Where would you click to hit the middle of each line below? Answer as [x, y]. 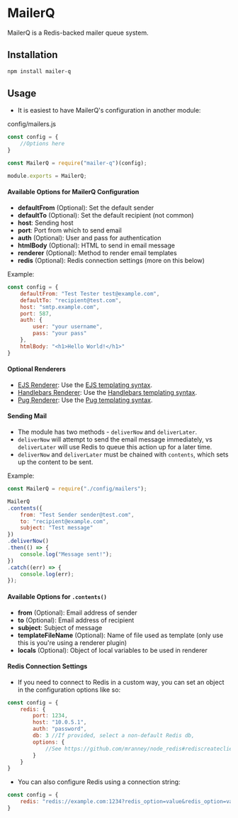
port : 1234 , [51, 716]
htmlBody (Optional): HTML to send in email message [96, 245]
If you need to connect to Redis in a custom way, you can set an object [121, 682]
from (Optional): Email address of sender [77, 612]
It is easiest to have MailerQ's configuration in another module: [109, 111]
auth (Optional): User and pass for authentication [89, 238]
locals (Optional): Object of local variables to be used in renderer [112, 650]
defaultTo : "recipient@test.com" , [71, 300]
